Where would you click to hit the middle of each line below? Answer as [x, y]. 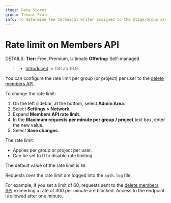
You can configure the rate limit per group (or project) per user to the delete [85, 78]
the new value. [28, 125]
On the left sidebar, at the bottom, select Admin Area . [69, 104]
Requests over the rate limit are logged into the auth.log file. [69, 176]
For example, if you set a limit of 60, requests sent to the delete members [82, 185]
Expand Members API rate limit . [46, 114]
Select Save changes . [36, 131]
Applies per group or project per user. [52, 150]
